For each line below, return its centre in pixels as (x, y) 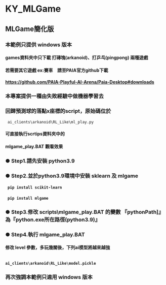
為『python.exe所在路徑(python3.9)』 (53, 219)
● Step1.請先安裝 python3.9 (40, 161)
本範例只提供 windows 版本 (39, 45)
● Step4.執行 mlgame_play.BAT (45, 234)
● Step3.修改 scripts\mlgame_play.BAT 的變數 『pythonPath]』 (85, 212)
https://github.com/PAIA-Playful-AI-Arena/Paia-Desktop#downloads (80, 82)
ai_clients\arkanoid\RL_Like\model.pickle (51, 263)
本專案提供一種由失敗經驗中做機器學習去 (54, 96)
